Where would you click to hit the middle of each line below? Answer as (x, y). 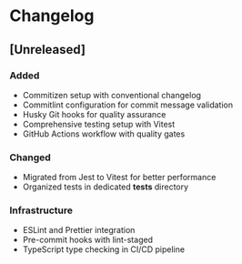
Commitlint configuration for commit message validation (128, 105)
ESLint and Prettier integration (79, 230)
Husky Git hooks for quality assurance (94, 114)
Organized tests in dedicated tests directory (106, 187)
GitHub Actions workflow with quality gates (104, 134)
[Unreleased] (48, 50)
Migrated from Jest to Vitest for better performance (119, 178)
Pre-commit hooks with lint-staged (87, 240)
